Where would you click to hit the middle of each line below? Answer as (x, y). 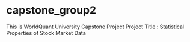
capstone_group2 (51, 10)
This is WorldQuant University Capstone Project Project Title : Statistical (95, 27)
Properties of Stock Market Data (46, 33)
